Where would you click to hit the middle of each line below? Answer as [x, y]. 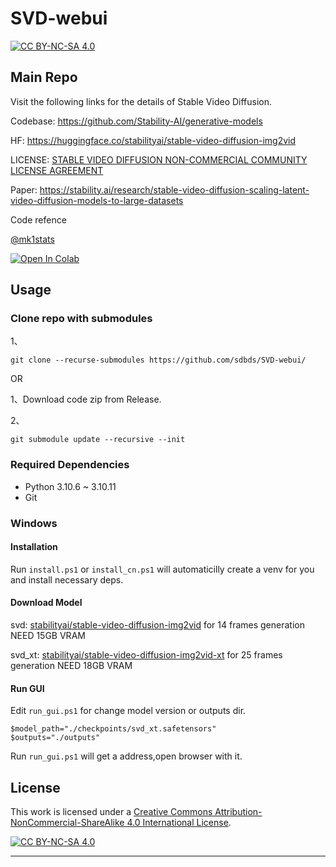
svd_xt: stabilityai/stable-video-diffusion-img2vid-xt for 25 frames [146, 655]
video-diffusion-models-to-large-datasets [97, 200]
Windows [34, 523]
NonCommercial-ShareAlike [67, 823]
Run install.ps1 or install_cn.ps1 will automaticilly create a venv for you [162, 569]
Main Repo [44, 77]
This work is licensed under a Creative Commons [111, 812]
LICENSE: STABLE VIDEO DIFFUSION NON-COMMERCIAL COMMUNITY [159, 159]
